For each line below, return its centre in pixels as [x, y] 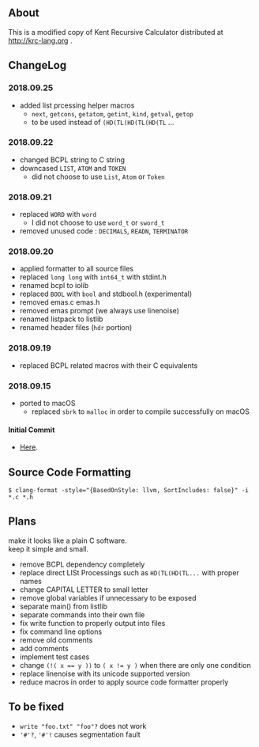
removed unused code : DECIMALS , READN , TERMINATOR [104, 231]
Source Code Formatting [70, 472]
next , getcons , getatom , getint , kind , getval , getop [112, 113]
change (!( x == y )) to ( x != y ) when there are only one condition [135, 665]
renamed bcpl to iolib [54, 286]
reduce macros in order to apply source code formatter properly [124, 682]
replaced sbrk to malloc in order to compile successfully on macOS [141, 411]
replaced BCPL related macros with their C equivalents [109, 365]
